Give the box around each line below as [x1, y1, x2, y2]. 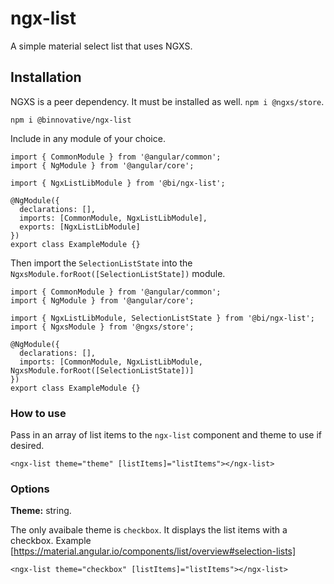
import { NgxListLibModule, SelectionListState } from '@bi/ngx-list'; [10, 313, 315, 323]
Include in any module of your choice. [10, 132, 166, 144]
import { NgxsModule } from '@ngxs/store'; [10, 322, 195, 332]
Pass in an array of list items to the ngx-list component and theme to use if [10, 429, 323, 441]
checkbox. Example [10, 535, 92, 547]
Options [10, 482, 50, 496]
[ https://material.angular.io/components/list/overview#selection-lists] [10, 545, 297, 557]
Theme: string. [10, 505, 72, 517]
